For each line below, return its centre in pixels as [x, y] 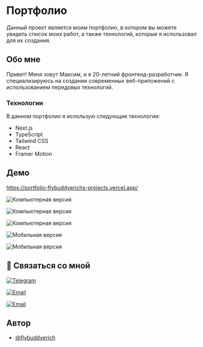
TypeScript [29, 135]
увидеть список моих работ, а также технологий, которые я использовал [101, 33]
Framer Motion [34, 154]
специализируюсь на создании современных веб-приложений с [91, 80]
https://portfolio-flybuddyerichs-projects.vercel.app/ [72, 188]
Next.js [24, 128]
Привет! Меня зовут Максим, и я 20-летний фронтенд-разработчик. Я [97, 74]
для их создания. [29, 40]
